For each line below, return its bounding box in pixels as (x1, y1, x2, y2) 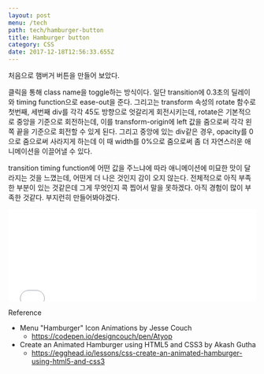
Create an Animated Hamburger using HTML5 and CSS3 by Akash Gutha (19, 340, 256, 349)
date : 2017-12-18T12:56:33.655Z (8, 48, 114, 56)
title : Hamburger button (8, 33, 90, 42)
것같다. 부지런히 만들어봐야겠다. (22, 193, 120, 202)
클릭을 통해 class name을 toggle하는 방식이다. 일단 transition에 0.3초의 (8, 87, 230, 97)
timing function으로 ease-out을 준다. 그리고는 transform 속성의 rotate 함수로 (16, 98, 256, 106)
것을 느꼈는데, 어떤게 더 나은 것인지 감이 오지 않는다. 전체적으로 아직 (28, 173, 237, 182)
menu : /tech (8, 19, 47, 27)
